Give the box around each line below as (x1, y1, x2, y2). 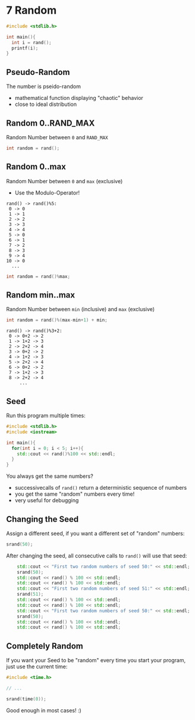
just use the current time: (6, 663, 68, 670)
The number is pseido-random (6, 83, 81, 90)
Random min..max (6, 290, 76, 300)
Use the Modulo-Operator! (14, 189, 80, 196)
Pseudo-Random (6, 67, 70, 77)
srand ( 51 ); (17, 591, 44, 597)
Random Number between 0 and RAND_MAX (6, 133, 108, 140)
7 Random (6, 4, 57, 17)
